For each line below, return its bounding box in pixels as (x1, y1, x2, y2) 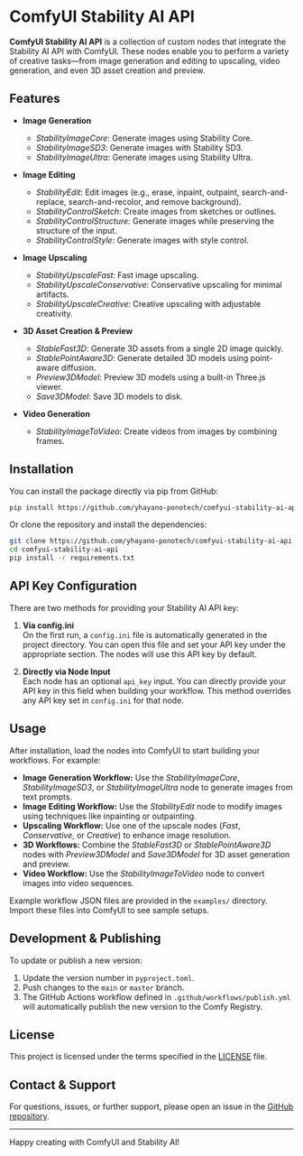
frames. (35, 435, 65, 446)
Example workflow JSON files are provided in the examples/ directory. (9, 895, 268, 906)
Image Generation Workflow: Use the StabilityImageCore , (22, 772, 241, 782)
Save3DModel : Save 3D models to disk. (35, 391, 183, 402)
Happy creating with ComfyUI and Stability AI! (9, 1137, 180, 1148)
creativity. (35, 308, 74, 319)
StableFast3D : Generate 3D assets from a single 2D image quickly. (35, 343, 284, 354)
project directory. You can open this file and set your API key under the (22, 639, 286, 650)
